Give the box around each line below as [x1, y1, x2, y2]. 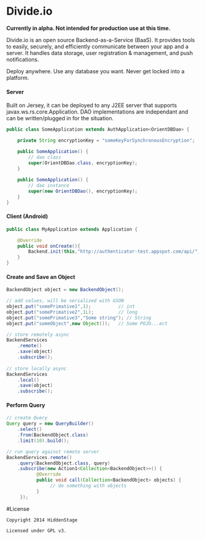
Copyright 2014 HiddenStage [6, 517, 78, 523]
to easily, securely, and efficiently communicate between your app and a [6, 43, 189, 50]
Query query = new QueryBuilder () [6, 421, 95, 427]
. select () [17, 426, 43, 433]
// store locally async [6, 365, 67, 372]
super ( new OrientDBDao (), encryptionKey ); [28, 188, 138, 195]
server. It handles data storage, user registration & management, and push [6, 49, 193, 56]
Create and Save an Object [6, 273, 76, 280]
